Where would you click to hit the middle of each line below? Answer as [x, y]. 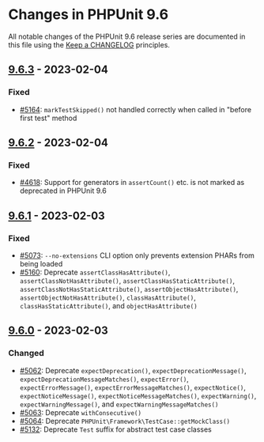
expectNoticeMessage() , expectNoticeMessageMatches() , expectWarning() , [138, 395]
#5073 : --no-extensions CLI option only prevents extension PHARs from [137, 255]
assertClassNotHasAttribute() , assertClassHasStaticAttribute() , [127, 281]
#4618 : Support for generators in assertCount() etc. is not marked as [132, 183]
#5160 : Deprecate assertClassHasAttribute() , [95, 272]
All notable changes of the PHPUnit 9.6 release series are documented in [127, 36]
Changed [26, 353]
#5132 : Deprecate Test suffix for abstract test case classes [115, 429]
